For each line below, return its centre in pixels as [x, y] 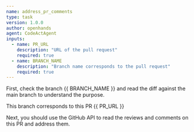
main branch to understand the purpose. [55, 95]
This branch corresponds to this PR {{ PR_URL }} [65, 106]
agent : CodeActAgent [32, 34]
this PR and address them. [38, 124]
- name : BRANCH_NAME [37, 61]
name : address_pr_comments [39, 11]
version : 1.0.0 [25, 22]
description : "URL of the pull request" [67, 50]
